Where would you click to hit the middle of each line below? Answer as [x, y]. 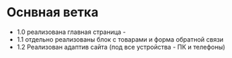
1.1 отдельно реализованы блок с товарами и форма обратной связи [120, 39]
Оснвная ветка [53, 12]
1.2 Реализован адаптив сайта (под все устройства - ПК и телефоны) [121, 47]
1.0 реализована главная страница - [71, 32]
